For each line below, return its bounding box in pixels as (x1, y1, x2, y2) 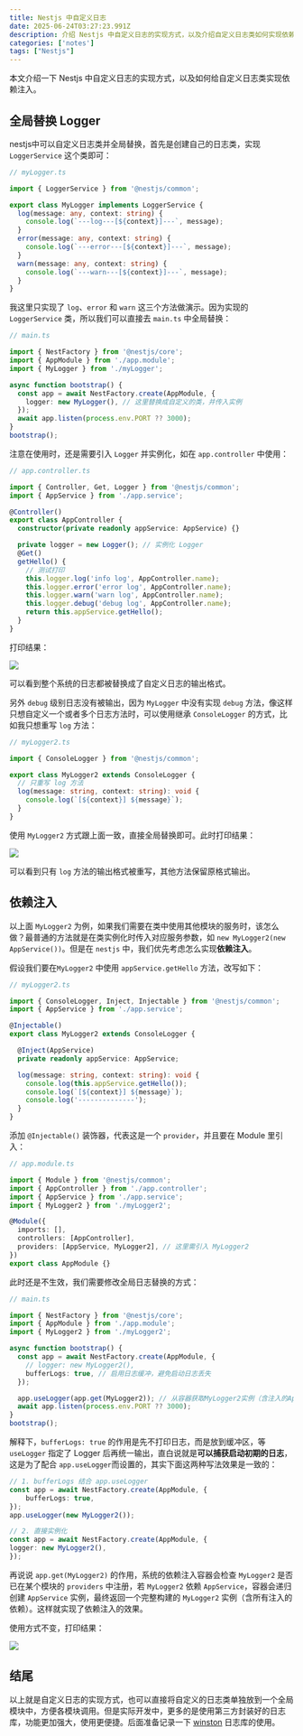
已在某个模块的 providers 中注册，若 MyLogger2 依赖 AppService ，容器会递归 (9, 1581, 292, 1592)
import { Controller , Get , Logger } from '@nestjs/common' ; (9, 482, 241, 492)
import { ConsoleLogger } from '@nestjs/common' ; (9, 754, 200, 763)
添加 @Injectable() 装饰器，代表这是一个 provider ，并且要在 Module (9, 1130, 266, 1140)
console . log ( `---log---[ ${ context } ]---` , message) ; (25, 218, 224, 227)
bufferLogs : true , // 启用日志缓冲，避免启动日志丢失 (25, 1369, 212, 1378)
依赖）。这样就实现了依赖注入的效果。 (9, 1603, 148, 1614)
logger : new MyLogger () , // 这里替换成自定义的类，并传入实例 (25, 397, 243, 406)
